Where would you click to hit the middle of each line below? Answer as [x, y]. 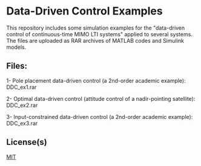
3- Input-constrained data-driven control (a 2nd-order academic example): [100, 117]
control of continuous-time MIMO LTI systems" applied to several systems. [99, 34]
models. [16, 47]
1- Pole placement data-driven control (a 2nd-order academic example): [96, 80]
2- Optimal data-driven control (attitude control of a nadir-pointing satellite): [101, 98]
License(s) [27, 142]
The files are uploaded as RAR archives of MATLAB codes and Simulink [95, 40]
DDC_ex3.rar [22, 123]
